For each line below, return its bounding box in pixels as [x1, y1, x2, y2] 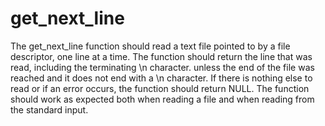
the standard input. [10, 103, 89, 116]
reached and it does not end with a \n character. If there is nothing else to [10, 72, 313, 84]
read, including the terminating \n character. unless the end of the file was [10, 61, 315, 73]
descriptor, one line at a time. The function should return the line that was [10, 50, 313, 62]
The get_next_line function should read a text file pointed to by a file [10, 40, 291, 52]
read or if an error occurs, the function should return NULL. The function [10, 82, 310, 94]
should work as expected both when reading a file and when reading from [10, 93, 315, 105]
